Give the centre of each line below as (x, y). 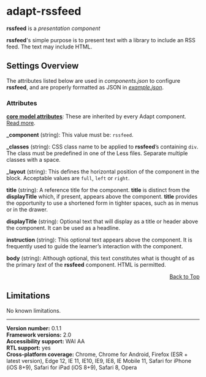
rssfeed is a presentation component (53, 28)
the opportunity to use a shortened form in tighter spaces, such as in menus (102, 203)
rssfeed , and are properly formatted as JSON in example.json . (85, 87)
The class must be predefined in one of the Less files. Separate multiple (97, 153)
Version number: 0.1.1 (34, 328)
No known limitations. (34, 310)
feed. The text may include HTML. (49, 47)
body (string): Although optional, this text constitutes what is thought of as (101, 258)
